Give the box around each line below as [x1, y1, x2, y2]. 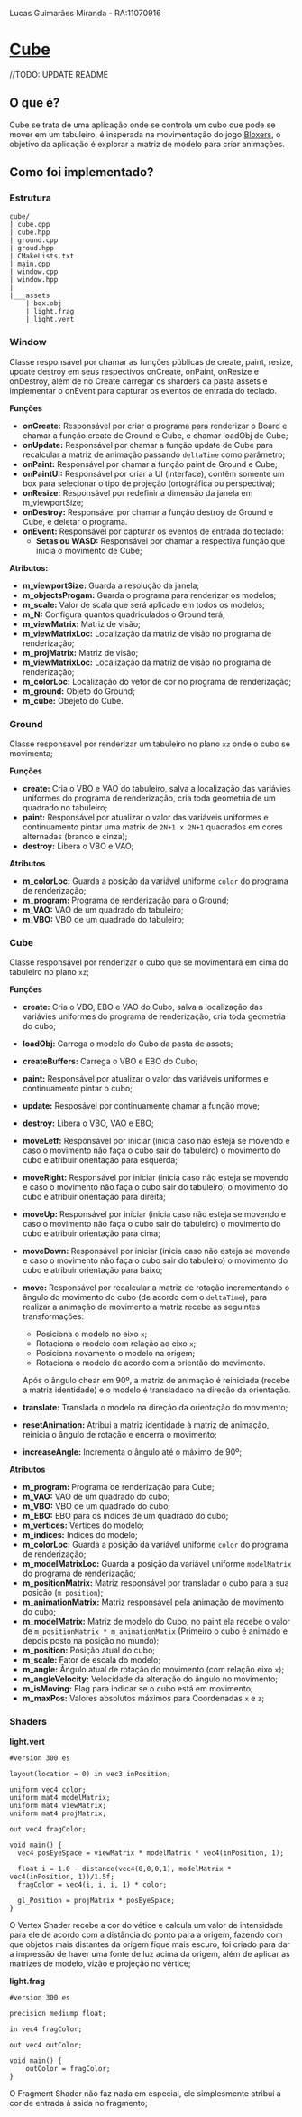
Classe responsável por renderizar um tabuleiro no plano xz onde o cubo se [9, 738, 291, 749]
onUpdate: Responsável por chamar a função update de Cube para [22, 439, 273, 450]
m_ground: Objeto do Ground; [22, 686, 135, 697]
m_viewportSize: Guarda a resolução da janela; [22, 580, 200, 591]
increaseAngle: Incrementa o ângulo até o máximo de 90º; [22, 1447, 243, 1457]
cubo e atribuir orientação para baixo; [22, 1265, 163, 1276]
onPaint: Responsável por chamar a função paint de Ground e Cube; [22, 458, 278, 469]
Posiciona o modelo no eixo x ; [35, 1328, 148, 1340]
